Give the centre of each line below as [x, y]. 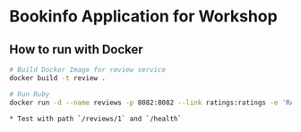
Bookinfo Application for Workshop [143, 16]
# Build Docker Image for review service [88, 70]
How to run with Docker [76, 49]
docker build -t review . [57, 78]
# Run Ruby [30, 94]
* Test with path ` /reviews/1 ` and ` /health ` [95, 119]
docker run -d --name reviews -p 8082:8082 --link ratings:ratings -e [144, 103]
